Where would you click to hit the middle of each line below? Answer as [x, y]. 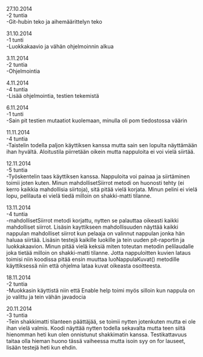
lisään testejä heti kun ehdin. [42, 347]
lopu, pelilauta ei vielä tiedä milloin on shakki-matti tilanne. [79, 196]
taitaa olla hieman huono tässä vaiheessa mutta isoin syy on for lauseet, [96, 341]
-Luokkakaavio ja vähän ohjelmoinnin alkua [60, 46]
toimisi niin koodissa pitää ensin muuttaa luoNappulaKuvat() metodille [93, 259]
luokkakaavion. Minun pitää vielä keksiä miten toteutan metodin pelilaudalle [100, 246]
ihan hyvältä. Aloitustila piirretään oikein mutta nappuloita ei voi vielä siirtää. [101, 152]
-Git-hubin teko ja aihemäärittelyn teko [54, 22]
